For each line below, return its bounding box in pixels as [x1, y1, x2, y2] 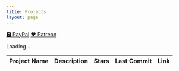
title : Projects [6, 8, 46, 15]
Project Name [9, 57, 49, 65]
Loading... [6, 42, 31, 50]
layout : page [6, 14, 39, 20]
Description [54, 57, 88, 65]
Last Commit [115, 57, 152, 65]
